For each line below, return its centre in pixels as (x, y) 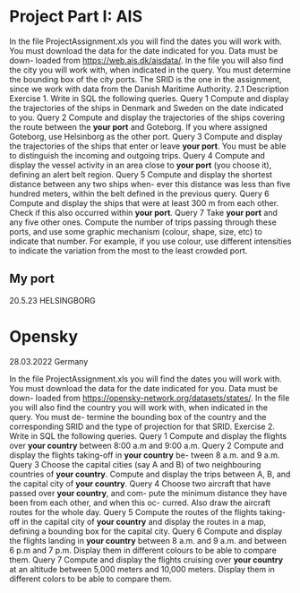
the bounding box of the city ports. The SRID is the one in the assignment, (146, 79)
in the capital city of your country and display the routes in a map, (144, 521)
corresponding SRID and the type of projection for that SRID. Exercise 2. (142, 426)
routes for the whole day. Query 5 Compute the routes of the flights (133, 511)
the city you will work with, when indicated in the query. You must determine (150, 70)
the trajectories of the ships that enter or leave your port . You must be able (148, 146)
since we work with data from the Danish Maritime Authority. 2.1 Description (149, 89)
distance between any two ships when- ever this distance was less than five (150, 184)
